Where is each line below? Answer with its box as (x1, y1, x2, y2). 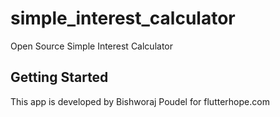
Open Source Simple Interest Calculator (10, 40, 173, 52)
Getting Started (10, 69, 109, 86)
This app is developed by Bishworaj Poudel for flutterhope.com (10, 95, 270, 107)
